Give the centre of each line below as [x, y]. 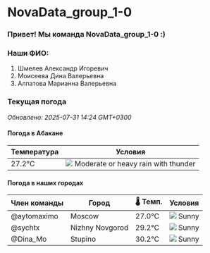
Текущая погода [37, 101]
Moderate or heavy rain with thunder [135, 163]
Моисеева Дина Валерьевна [61, 76]
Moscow [85, 216]
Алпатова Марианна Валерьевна [67, 84]
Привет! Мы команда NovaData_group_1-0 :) [86, 35]
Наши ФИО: [28, 54]
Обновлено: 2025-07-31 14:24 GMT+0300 [69, 117]
